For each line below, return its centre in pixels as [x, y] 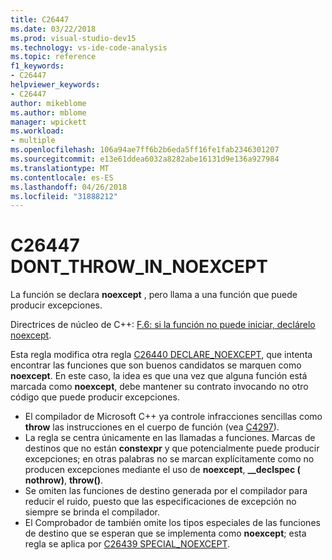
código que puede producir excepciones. [95, 397]
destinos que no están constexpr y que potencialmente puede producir [172, 448]
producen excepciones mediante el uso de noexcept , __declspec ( [162, 470]
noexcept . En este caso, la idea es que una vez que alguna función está [159, 376]
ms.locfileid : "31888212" [64, 196]
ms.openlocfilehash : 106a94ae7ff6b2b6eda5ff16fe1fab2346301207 [145, 150]
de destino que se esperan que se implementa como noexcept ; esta [165, 533]
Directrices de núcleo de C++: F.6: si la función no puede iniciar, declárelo [163, 325]
